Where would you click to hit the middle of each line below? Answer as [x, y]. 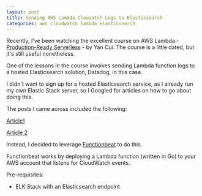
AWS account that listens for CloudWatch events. [68, 163]
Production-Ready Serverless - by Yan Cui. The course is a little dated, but [100, 47]
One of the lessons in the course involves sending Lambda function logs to [101, 66]
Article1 [16, 121]
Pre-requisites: [25, 175]
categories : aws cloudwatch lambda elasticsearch [71, 23]
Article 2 [17, 133]
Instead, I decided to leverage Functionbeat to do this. [74, 145]
